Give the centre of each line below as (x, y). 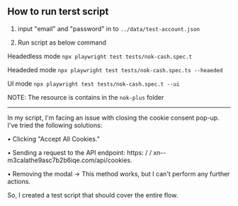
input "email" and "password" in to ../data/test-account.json (109, 28)
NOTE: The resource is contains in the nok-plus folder (86, 97)
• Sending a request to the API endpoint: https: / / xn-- (87, 152)
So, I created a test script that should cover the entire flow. (93, 195)
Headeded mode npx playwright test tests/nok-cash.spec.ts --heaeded (115, 69)
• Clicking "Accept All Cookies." (54, 139)
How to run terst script (58, 12)
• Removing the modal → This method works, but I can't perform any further (119, 173)
